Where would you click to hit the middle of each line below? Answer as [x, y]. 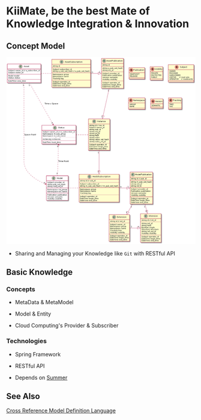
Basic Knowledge [40, 272]
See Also [23, 396]
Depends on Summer [41, 377]
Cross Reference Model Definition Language [61, 411]
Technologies [26, 341]
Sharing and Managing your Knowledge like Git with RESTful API [95, 253]
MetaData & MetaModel [44, 302]
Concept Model [36, 46]
